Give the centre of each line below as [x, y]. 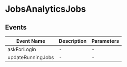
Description [73, 41]
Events [16, 27]
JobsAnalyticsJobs [46, 9]
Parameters [105, 41]
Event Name [31, 41]
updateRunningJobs [31, 57]
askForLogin [22, 49]
